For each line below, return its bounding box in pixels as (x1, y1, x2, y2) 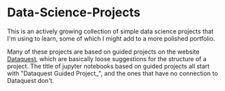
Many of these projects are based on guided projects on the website (7, 48, 200, 56)
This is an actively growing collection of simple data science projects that (7, 27, 214, 35)
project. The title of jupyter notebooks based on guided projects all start (7, 62, 210, 70)
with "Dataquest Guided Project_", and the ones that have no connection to (7, 69, 218, 77)
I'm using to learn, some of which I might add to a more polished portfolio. (7, 34, 215, 42)
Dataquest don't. (7, 76, 55, 84)
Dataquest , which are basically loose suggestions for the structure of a (7, 54, 207, 62)
